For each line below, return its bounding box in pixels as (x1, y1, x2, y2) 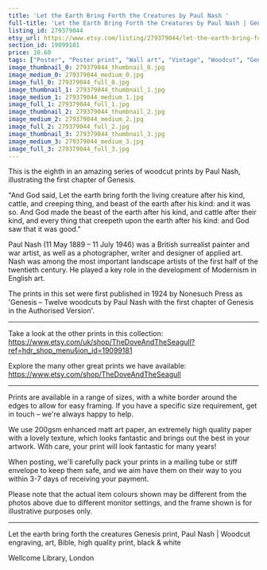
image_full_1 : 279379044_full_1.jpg (8, 100, 130, 108)
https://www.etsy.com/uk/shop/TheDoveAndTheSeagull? (8, 338, 195, 347)
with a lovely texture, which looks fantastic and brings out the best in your (8, 433, 250, 443)
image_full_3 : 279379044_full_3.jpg (8, 145, 130, 153)
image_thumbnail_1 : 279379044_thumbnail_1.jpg (8, 85, 165, 94)
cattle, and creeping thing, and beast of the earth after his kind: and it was (8, 199, 251, 209)
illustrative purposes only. (8, 506, 93, 516)
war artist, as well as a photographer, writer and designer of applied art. (8, 248, 243, 258)
